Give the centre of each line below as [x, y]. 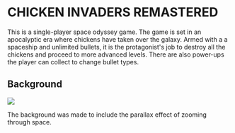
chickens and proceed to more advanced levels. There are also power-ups [116, 54]
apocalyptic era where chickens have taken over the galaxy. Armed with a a [117, 39]
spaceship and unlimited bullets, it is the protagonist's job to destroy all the [116, 47]
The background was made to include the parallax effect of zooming [107, 115]
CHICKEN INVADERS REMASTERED [113, 12]
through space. [29, 122]
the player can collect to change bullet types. [73, 62]
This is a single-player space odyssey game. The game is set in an [104, 32]
